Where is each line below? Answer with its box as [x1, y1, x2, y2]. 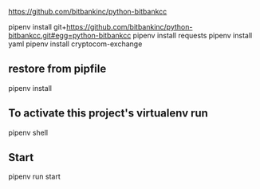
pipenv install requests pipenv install [132, 31, 253, 40]
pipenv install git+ [8, 22, 67, 31]
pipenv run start [8, 171, 61, 182]
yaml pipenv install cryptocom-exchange [8, 39, 143, 49]
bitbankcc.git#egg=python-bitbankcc [8, 31, 132, 40]
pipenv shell [8, 128, 49, 137]
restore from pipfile [8, 62, 107, 76]
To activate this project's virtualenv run [8, 107, 209, 120]
